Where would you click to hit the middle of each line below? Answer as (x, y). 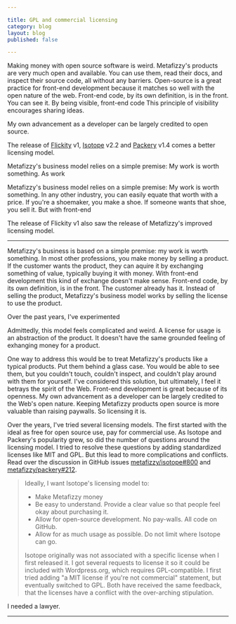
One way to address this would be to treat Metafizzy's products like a (108, 359)
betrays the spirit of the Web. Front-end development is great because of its (117, 389)
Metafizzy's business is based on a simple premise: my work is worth (108, 251)
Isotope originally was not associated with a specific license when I (122, 555)
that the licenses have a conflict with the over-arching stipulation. (119, 593)
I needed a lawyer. (34, 606)
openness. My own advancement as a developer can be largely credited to (115, 396)
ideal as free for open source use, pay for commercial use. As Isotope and (114, 432)
